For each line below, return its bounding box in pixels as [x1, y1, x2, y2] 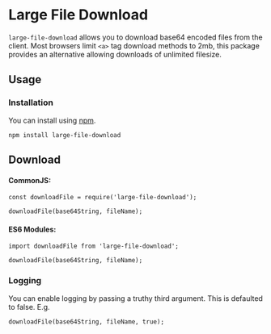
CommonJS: [8, 175, 51, 185]
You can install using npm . [8, 115, 96, 125]
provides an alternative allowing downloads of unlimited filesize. [8, 49, 222, 59]
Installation [8, 97, 54, 108]
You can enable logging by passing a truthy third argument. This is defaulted [8, 293, 263, 303]
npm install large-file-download [8, 131, 121, 139]
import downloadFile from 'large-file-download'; [8, 242, 180, 251]
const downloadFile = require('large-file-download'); [8, 194, 197, 202]
